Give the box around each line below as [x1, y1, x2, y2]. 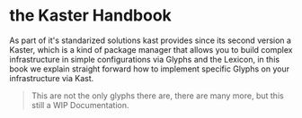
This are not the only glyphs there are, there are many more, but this [31, 90, 285, 101]
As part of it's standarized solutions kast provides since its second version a [9, 35, 292, 46]
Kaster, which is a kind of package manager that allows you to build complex [9, 44, 293, 55]
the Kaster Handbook [9, 5, 173, 26]
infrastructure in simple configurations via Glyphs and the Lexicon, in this [9, 54, 280, 64]
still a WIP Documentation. [31, 99, 129, 110]
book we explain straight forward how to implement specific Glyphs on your [9, 63, 290, 74]
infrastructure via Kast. [9, 72, 94, 83]
